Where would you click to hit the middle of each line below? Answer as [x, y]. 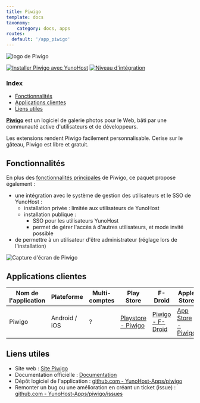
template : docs [25, 17]
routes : [16, 34]
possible [43, 233]
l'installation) [30, 246]
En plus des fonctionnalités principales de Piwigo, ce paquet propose [91, 178]
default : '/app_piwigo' [41, 39]
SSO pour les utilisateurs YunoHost [76, 221]
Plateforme [67, 296]
